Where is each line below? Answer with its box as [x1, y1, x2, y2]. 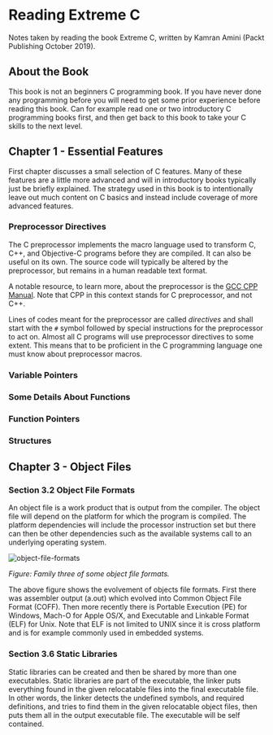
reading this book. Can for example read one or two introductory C [8, 103, 232, 113]
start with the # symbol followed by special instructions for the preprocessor [8, 323, 264, 333]
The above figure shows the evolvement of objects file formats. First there [8, 584, 257, 595]
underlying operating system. [8, 537, 107, 547]
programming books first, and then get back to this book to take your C [8, 112, 246, 122]
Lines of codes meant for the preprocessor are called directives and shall [8, 314, 253, 324]
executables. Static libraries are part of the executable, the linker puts [8, 676, 241, 685]
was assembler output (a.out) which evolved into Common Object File [8, 593, 242, 603]
